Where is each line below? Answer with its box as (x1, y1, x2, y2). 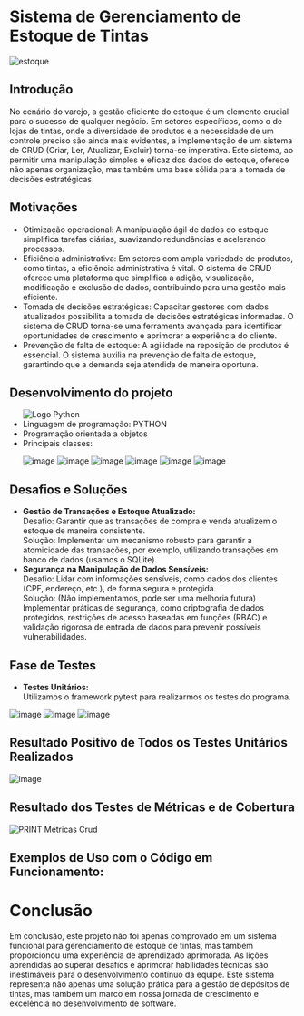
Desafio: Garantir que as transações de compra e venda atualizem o (22, 515, 278, 527)
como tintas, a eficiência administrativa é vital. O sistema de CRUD (22, 262, 272, 273)
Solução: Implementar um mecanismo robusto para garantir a (22, 535, 252, 546)
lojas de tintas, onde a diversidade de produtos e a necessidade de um (9, 125, 274, 136)
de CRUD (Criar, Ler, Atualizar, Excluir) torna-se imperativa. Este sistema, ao (9, 144, 294, 155)
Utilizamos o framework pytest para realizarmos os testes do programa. (22, 691, 292, 702)
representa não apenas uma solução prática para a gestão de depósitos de (9, 978, 290, 990)
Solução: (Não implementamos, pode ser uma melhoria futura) (22, 592, 257, 604)
